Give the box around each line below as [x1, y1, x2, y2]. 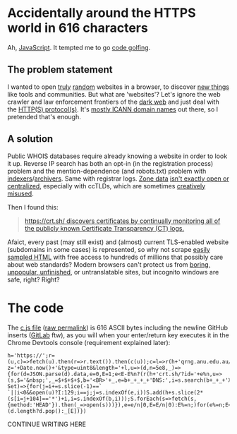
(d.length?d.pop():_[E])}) [7, 407, 87, 414]
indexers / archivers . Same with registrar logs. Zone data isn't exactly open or [7, 174, 229, 183]
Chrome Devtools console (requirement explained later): [7, 338, 171, 346]
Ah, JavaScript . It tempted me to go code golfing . [7, 43, 151, 52]
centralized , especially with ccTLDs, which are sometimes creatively [7, 181, 206, 190]
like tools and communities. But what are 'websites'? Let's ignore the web [7, 90, 221, 98]
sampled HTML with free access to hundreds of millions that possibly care [7, 253, 224, 261]
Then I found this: [7, 203, 59, 211]
